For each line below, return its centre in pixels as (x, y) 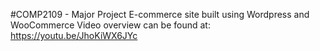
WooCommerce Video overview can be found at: (110, 25)
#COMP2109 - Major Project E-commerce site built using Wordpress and (160, 14)
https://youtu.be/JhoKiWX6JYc (74, 35)
